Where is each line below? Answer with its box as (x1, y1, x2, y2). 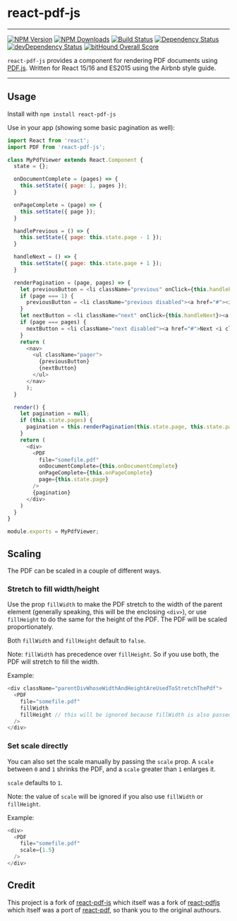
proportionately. (7, 623, 54, 631)
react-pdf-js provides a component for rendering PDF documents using (7, 56, 218, 64)
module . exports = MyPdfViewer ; (7, 528, 99, 535)
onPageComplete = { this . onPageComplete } (38, 469, 153, 476)
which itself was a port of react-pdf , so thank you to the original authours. (7, 905, 221, 914)
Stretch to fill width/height (7, 584, 100, 594)
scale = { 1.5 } (20, 847, 55, 854)
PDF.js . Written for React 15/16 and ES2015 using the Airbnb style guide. (7, 64, 217, 72)
